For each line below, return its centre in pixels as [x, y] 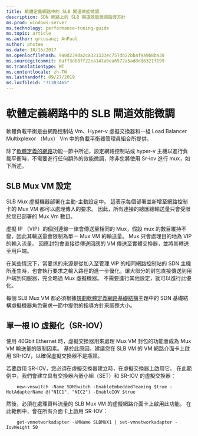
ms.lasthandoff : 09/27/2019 [41, 77]
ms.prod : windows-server [37, 22]
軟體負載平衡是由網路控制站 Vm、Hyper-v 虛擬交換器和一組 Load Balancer [97, 131]
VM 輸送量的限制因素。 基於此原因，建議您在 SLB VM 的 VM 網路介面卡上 [95, 348]
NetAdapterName [25, 392]
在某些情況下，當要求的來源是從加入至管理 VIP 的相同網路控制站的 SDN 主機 [99, 263]
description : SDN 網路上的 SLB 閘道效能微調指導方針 [66, 17]
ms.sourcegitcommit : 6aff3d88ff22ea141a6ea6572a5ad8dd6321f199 [85, 61]
